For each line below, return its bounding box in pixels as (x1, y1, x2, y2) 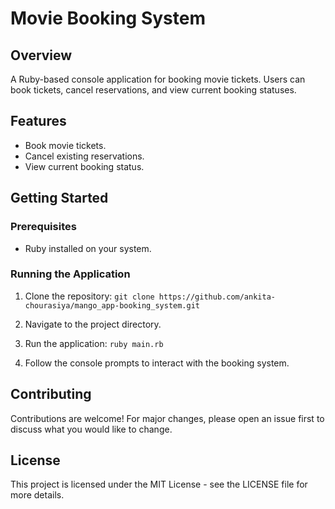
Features (10, 113, 67, 130)
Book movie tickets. (24, 139, 107, 151)
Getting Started (10, 190, 109, 207)
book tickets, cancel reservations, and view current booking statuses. (10, 84, 297, 96)
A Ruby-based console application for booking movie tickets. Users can (10, 73, 306, 85)
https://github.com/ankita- (158, 292, 276, 302)
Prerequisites (10, 220, 77, 234)
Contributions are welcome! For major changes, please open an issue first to (10, 412, 325, 424)
